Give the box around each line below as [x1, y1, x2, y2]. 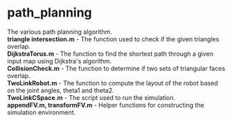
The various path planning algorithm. [7, 28, 112, 36]
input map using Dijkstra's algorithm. [7, 57, 112, 65]
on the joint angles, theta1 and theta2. [7, 86, 114, 94]
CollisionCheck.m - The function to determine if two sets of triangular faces [7, 64, 226, 72]
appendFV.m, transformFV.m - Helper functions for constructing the [7, 101, 204, 109]
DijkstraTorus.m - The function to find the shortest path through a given [7, 50, 213, 58]
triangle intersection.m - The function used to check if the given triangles [7, 34, 220, 43]
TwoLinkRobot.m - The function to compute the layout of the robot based [7, 79, 218, 87]
